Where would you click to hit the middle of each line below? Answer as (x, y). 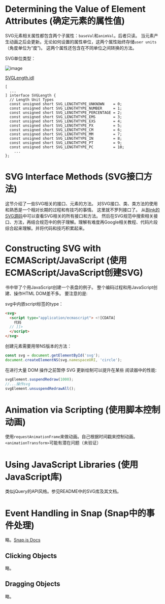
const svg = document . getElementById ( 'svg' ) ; (52, 355)
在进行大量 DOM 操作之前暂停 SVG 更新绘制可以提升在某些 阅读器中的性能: (81, 370)
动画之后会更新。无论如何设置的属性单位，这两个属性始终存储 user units (83, 42)
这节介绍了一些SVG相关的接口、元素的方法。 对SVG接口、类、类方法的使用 (82, 203)
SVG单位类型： (20, 58)
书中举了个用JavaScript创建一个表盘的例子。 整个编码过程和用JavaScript (79, 287)
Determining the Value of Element (76, 9)
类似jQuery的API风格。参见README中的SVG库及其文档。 (63, 491)
